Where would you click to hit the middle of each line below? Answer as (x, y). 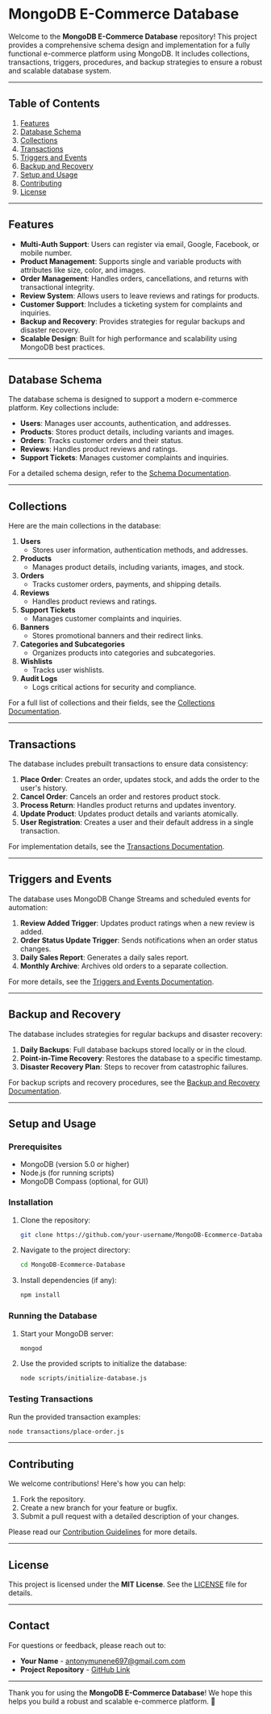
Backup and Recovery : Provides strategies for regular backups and (132, 321)
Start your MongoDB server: (67, 1333)
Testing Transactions (51, 1399)
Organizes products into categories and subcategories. (124, 653)
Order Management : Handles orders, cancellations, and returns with (134, 278)
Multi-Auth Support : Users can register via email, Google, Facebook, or (140, 244)
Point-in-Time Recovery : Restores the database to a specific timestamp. (141, 1058)
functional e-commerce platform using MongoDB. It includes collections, (129, 53)
